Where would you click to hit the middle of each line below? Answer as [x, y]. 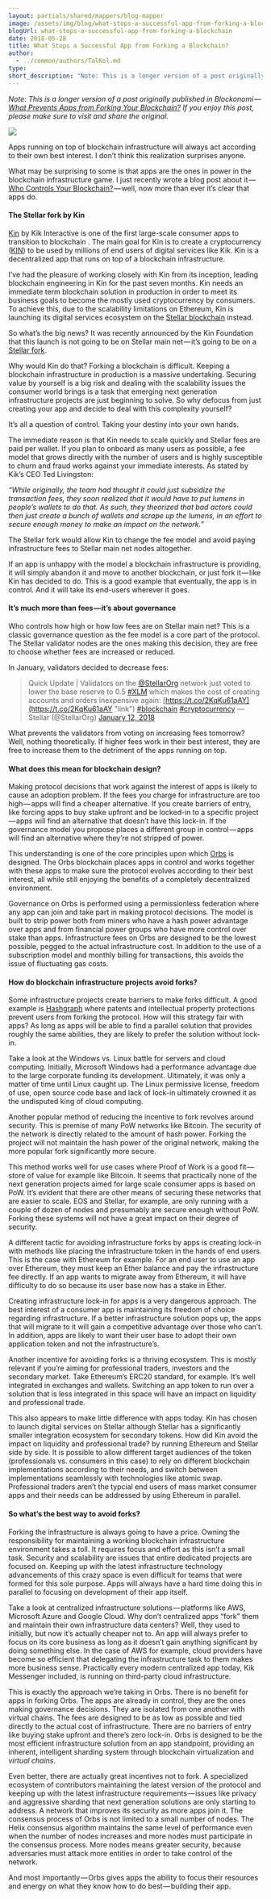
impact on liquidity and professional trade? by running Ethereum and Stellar [133, 1444]
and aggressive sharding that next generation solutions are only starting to [132, 1801]
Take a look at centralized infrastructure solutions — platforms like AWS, [127, 1608]
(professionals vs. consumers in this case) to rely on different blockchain [129, 1461]
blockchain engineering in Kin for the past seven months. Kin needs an [126, 282]
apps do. [23, 197]
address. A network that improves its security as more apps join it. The [126, 1810]
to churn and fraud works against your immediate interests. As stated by [128, 466]
